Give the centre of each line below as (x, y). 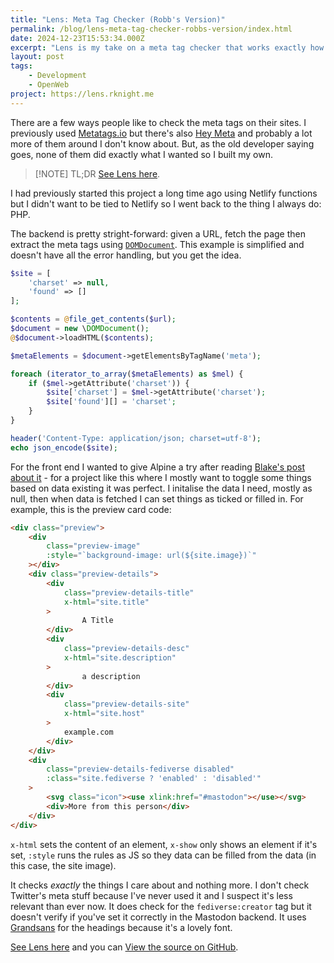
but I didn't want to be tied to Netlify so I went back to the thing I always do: (166, 203)
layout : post (37, 57)
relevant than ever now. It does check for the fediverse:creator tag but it (161, 906)
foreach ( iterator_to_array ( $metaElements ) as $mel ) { (127, 374)
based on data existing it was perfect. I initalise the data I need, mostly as (161, 488)
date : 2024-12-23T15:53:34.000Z (77, 38)
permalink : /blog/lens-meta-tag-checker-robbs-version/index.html (151, 29)
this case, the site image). (63, 865)
